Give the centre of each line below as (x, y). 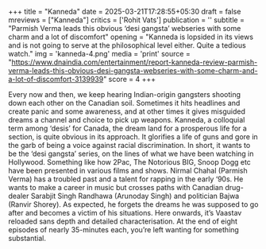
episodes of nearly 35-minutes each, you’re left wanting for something (124, 230)
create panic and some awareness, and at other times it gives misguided (127, 111)
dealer (19, 196)
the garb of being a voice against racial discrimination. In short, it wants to (129, 145)
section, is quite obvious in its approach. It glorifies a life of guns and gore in (133, 137)
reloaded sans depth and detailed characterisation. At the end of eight (123, 221)
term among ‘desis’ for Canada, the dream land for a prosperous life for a (128, 128)
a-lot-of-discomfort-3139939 (56, 79)
